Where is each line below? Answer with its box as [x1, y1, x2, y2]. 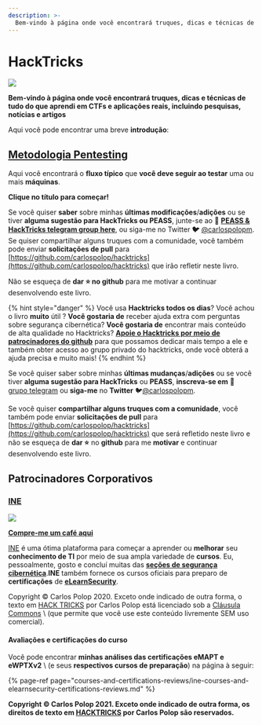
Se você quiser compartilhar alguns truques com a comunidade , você [8, 404, 238, 413]
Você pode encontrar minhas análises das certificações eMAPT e [8, 653, 225, 662]
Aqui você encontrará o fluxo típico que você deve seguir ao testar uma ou [8, 169, 254, 178]
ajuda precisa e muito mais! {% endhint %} [8, 353, 147, 363]
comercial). [8, 617, 45, 626]
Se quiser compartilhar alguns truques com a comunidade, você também [8, 236, 244, 246]
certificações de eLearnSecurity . [8, 577, 119, 586]
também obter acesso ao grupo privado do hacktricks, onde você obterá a [8, 345, 249, 354]
